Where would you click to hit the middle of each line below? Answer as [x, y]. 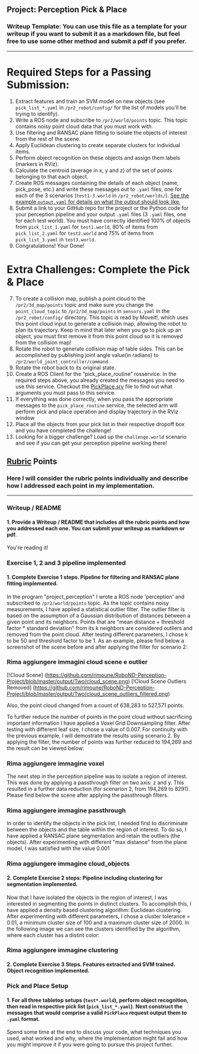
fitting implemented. [32, 583]
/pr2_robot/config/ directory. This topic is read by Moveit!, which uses [102, 317]
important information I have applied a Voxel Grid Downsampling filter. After [99, 723]
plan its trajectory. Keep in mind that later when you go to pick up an [98, 330]
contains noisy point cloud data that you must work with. [84, 126]
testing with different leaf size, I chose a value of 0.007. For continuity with [97, 729]
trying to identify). [37, 113]
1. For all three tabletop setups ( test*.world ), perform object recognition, [97, 1000]
